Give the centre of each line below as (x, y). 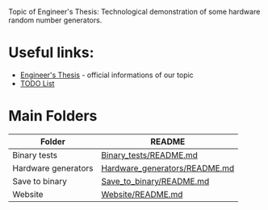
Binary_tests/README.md (149, 154)
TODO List (37, 83)
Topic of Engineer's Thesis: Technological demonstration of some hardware (134, 12)
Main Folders (53, 116)
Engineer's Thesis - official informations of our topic (107, 75)
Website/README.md (142, 194)
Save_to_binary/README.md (155, 181)
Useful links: (51, 53)
